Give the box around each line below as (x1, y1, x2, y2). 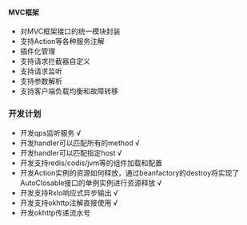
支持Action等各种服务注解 (19, 37, 106, 46)
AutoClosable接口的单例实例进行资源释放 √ (19, 178, 162, 187)
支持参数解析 (19, 77, 62, 86)
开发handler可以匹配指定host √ (19, 148, 122, 157)
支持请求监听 (19, 66, 62, 76)
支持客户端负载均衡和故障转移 (19, 86, 118, 96)
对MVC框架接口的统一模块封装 (19, 26, 121, 36)
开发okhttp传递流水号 (19, 207, 90, 217)
